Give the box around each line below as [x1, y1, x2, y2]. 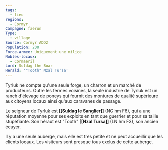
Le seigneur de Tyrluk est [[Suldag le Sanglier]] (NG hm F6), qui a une [5, 108, 151, 114]
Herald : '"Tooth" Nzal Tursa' [5, 68, 69, 73]
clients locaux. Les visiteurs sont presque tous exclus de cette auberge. [5, 139, 153, 145]
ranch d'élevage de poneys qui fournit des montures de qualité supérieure [5, 93, 159, 99]
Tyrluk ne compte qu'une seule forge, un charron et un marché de [5, 82, 142, 88]
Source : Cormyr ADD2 [5, 40, 49, 45]
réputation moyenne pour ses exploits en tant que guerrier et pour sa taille [5, 113, 159, 119]
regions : [5, 17, 24, 22]
